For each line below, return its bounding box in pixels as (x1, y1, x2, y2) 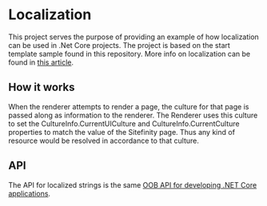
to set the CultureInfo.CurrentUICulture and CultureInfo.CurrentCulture (8, 118, 240, 129)
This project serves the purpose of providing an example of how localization (8, 32, 260, 42)
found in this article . (8, 57, 74, 67)
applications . (8, 188, 50, 198)
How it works (8, 81, 75, 94)
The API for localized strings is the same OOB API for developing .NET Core (8, 180, 257, 189)
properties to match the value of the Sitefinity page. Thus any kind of (8, 127, 236, 137)
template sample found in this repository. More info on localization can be (8, 49, 250, 58)
